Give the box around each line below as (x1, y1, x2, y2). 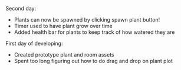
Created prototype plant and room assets (14, 51, 114, 58)
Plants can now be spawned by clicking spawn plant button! (14, 16, 160, 23)
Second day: (5, 5, 37, 12)
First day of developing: (5, 40, 63, 47)
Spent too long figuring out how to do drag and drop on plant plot (14, 58, 173, 64)
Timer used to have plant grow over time (14, 23, 113, 29)
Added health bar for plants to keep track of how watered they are (14, 29, 175, 36)
